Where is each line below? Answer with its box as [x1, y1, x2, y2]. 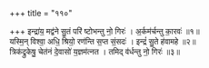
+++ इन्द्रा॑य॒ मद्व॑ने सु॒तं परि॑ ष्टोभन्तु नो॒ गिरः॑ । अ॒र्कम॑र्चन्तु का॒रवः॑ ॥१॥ [9, 26, 200, 36]
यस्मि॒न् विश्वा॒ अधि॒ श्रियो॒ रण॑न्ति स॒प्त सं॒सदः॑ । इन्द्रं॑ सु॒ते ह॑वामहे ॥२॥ [9, 36, 196, 46]
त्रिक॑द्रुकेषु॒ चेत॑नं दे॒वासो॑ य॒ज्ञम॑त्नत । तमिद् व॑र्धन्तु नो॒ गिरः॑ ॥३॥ [9, 46, 180, 57]
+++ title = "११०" [9, 8, 73, 18]
